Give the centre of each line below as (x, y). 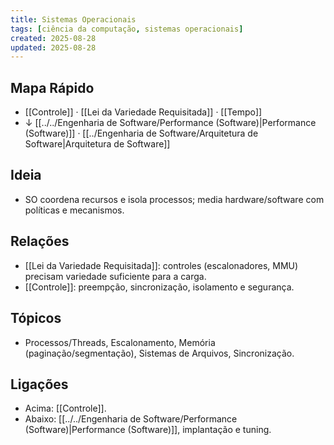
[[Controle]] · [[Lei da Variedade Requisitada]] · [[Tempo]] (143, 112)
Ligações (39, 384)
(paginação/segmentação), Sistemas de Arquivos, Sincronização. (159, 353)
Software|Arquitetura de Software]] (97, 144)
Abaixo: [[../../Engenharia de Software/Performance (131, 419)
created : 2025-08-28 (53, 38)
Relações (40, 241)
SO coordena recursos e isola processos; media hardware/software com (174, 199)
